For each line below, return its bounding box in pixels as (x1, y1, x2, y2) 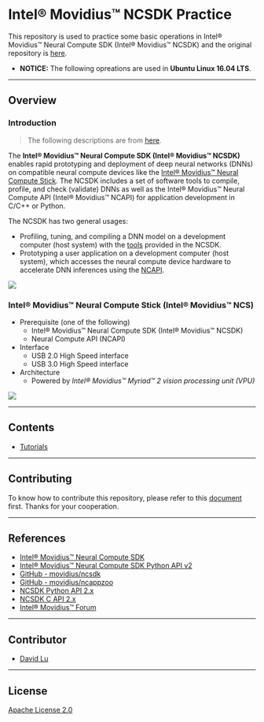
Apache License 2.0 (8, 705, 73, 714)
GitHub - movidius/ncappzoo (19, 578, 114, 587)
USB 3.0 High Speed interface (31, 359, 129, 368)
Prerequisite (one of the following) (19, 317, 130, 326)
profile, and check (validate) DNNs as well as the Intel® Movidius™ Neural (8, 184, 245, 194)
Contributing (8, 472, 72, 486)
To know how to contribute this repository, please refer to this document (8, 493, 242, 502)
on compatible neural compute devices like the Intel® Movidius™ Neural (8, 167, 239, 177)
